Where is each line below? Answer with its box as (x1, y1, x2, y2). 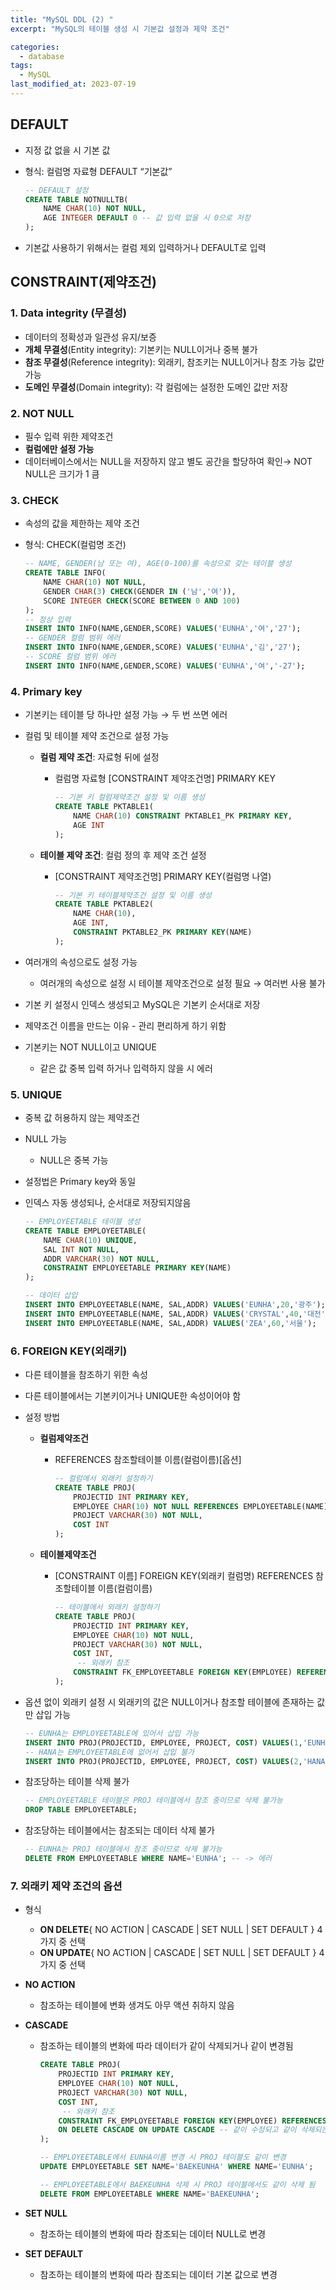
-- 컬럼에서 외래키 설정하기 (54, 1473, 153, 1483)
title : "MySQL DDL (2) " (10, 14, 114, 25)
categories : (10, 42, 60, 52)
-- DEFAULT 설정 (24, 185, 89, 195)
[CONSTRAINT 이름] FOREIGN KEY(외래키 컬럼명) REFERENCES (54, 1570, 314, 1582)
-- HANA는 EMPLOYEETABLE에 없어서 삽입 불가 (24, 1747, 195, 1757)
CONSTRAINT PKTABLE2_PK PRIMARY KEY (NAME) (73, 927, 253, 938)
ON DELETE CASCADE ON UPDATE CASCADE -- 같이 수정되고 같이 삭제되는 (58, 2125, 329, 2135)
